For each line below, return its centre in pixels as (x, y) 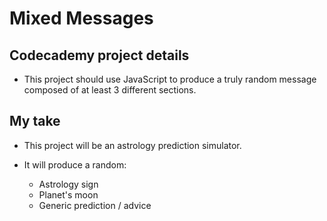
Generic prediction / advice (95, 205)
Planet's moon (68, 194)
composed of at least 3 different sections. (110, 90)
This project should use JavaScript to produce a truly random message (170, 79)
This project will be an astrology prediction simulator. (132, 145)
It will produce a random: (75, 164)
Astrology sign (68, 184)
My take (35, 121)
